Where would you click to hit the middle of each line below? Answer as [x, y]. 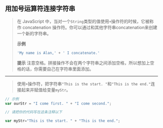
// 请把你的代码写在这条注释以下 [33, 112]
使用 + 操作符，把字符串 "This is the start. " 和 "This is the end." [84, 83]
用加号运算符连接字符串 [40, 9]
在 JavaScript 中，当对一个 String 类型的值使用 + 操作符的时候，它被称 [85, 21]
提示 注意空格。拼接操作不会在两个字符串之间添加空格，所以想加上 [83, 63]
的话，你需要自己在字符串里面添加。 [57, 69]
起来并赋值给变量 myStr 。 [46, 90]
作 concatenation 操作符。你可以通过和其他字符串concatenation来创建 [87, 27]
